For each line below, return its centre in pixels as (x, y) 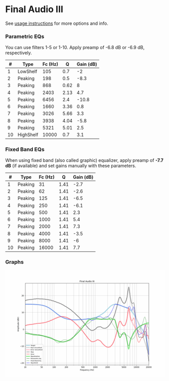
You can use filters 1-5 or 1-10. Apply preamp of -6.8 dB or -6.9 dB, (75, 48)
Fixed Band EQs (25, 149)
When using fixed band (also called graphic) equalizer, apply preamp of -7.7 (84, 160)
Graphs (14, 262)
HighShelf (28, 135)
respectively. (18, 53)
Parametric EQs (25, 36)
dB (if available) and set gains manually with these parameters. (71, 166)
